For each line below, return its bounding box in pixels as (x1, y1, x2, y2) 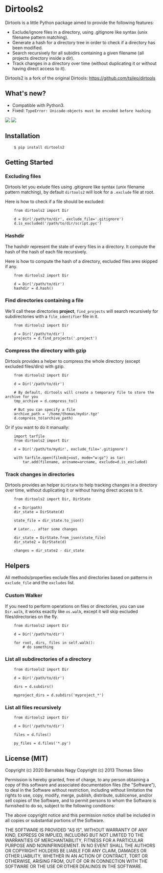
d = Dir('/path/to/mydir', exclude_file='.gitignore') (14, 447, 128, 452)
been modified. (12, 45, 43, 50)
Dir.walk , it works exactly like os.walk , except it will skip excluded (5, 608, 138, 614)
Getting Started (5, 158, 53, 166)
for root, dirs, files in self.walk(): (14, 640, 95, 645)
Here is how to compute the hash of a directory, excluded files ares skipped (5, 258, 158, 264)
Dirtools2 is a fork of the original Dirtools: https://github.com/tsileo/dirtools (5, 75, 156, 81)
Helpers (5, 561, 30, 570)
